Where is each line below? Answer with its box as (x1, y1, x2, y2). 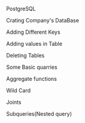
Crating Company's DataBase (6, 17, 80, 24)
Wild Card (6, 87, 31, 94)
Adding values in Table (6, 40, 63, 47)
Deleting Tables (6, 52, 45, 59)
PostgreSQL (6, 5, 36, 12)
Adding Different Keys (6, 28, 61, 36)
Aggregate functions (6, 75, 57, 82)
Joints (6, 99, 22, 106)
